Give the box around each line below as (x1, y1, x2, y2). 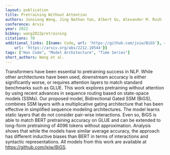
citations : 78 (5, 36, 35, 41)
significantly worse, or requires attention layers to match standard (5, 79, 143, 85)
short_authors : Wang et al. (5, 54, 65, 60)
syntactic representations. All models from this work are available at (5, 139, 147, 145)
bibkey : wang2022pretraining (5, 31, 67, 36)
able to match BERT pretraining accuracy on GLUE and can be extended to (5, 117, 161, 123)
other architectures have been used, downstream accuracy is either (5, 74, 147, 80)
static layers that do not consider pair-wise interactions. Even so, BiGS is (5, 112, 157, 118)
